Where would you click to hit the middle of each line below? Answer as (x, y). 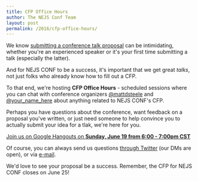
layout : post (22, 23)
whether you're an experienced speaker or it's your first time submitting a (97, 52)
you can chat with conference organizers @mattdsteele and (80, 94)
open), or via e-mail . (31, 155)
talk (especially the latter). (38, 58)
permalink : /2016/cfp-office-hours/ (52, 28)
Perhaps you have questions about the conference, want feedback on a (94, 112)
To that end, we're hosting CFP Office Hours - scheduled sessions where (97, 88)
